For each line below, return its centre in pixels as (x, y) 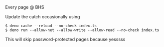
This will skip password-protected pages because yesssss (65, 39)
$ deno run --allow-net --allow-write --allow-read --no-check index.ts (82, 30)
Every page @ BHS (25, 7)
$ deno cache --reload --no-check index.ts (51, 26)
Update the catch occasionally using (43, 17)
